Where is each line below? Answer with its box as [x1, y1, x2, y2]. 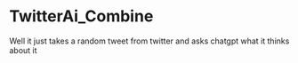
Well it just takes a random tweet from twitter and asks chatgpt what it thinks [9, 35, 290, 46]
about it [9, 44, 37, 55]
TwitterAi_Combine [9, 6, 154, 27]
